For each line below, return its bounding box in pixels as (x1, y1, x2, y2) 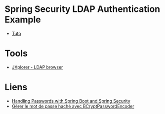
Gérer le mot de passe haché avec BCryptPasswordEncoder (11, 103, 134, 109)
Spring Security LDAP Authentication (4, 3, 161, 15)
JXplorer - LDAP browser (11, 64, 63, 70)
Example (4, 14, 41, 25)
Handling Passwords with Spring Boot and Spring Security (11, 98, 130, 104)
